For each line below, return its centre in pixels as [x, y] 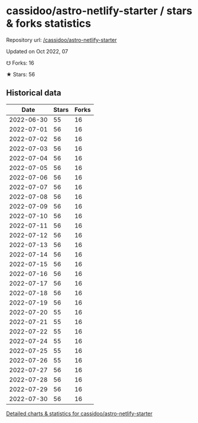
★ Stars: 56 [21, 74]
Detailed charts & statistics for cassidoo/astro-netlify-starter [79, 414]
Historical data [34, 93]
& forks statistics [49, 23]
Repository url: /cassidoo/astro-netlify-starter [61, 40]
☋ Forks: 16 [20, 63]
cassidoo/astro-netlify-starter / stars [99, 11]
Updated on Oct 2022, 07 [37, 51]
